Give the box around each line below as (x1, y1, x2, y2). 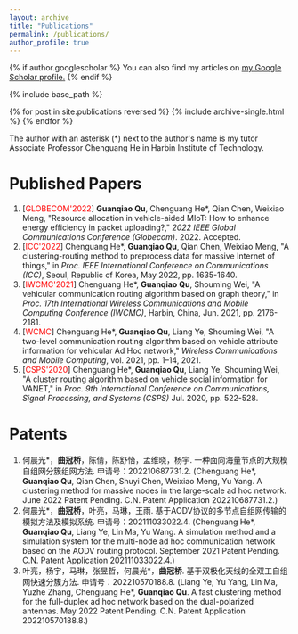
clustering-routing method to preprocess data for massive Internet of (21, 251, 276, 261)
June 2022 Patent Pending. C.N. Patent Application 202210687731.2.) (21, 495, 278, 506)
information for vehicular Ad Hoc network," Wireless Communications (21, 345, 278, 357)
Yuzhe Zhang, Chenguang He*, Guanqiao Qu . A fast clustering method (21, 587, 282, 597)
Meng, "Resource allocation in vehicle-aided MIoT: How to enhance (21, 213, 270, 224)
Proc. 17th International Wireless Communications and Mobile (21, 298, 249, 309)
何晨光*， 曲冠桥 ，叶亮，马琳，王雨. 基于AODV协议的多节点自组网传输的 (21, 506, 286, 516)
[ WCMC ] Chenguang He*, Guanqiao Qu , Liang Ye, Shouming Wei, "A (21, 326, 274, 337)
